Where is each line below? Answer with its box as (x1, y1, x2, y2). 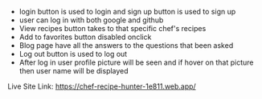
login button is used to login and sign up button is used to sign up (18, 7, 236, 16)
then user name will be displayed (18, 66, 129, 75)
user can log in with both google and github (18, 15, 164, 25)
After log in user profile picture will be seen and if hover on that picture (18, 57, 254, 67)
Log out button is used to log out (18, 49, 128, 58)
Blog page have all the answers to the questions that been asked (18, 41, 234, 50)
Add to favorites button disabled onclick (18, 32, 152, 42)
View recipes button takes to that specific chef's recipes (18, 24, 207, 33)
